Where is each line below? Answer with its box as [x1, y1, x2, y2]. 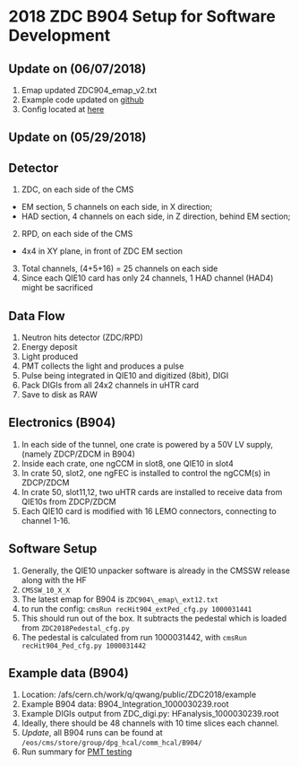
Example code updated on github [21, 94, 144, 105]
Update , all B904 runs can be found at [21, 727, 163, 738]
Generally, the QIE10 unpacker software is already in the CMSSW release [21, 565, 290, 576]
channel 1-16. [21, 515, 71, 526]
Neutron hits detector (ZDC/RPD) [21, 332, 144, 343]
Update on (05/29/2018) [8, 130, 147, 145]
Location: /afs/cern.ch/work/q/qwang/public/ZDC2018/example [21, 689, 257, 701]
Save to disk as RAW [21, 389, 98, 400]
